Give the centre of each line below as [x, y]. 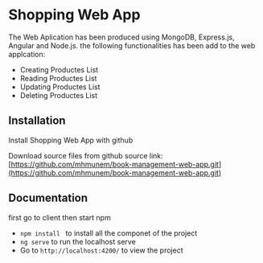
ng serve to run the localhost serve [78, 241]
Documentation [48, 198]
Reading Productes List [58, 78]
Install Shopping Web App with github [71, 140]
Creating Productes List [59, 69]
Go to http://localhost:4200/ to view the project [101, 250]
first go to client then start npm [60, 217]
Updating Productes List [60, 87]
